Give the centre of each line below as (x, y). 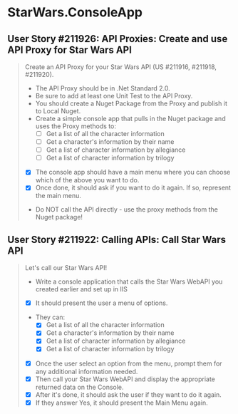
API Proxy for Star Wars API (69, 50)
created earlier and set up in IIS (82, 289)
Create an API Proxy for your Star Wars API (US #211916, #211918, (121, 67)
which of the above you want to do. (87, 180)
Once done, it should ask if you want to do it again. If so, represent (133, 188)
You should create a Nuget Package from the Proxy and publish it (131, 103)
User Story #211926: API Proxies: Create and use (118, 39)
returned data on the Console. (79, 387)
